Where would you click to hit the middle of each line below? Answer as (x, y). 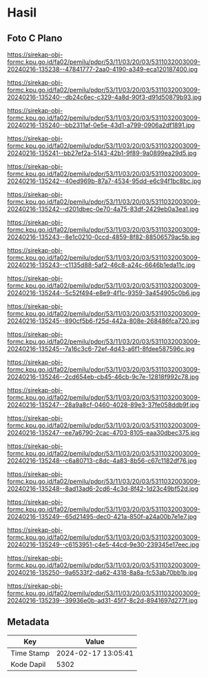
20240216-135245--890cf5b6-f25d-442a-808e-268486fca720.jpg (103, 321)
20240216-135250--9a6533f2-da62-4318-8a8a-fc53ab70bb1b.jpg (102, 572)
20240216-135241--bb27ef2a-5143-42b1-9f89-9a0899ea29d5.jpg (102, 153)
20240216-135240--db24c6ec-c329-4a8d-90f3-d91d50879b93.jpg (104, 97)
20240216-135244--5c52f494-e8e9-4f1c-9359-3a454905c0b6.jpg (104, 293)
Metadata (28, 622)
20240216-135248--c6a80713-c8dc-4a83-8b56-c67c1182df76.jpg (102, 460)
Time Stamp (30, 653)
